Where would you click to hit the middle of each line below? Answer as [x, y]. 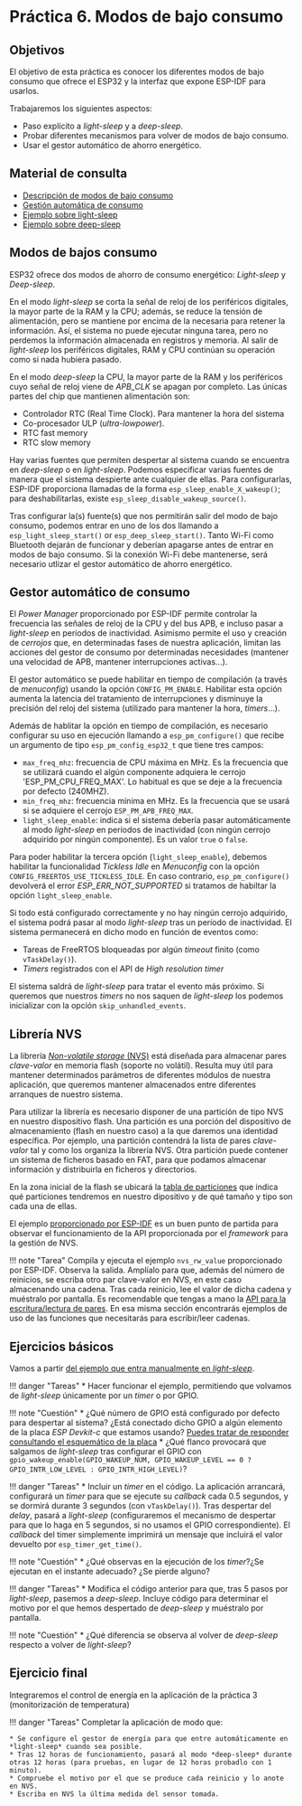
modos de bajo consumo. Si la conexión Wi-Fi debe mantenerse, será [139, 554]
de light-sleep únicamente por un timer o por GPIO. [104, 1395]
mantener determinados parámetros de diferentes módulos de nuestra [140, 1075]
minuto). [26, 1770]
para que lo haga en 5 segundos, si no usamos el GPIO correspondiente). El [150, 1525]
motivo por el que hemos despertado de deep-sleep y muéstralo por [137, 1608]
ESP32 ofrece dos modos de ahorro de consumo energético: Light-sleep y [148, 274]
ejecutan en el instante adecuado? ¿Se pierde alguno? [110, 1572]
